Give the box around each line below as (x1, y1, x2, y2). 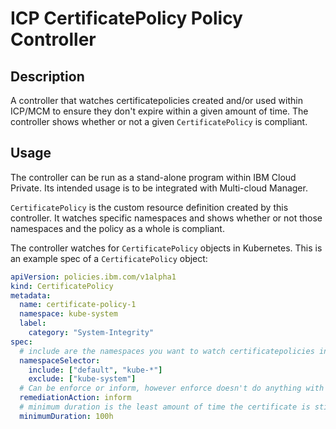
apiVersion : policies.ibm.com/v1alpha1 (10, 272, 177, 282)
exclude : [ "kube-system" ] (28, 374, 137, 384)
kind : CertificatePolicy (10, 281, 114, 291)
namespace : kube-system (19, 309, 118, 319)
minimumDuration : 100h (19, 411, 114, 421)
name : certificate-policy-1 (19, 300, 137, 310)
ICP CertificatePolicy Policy (10, 7, 243, 30)
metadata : (10, 290, 52, 301)
